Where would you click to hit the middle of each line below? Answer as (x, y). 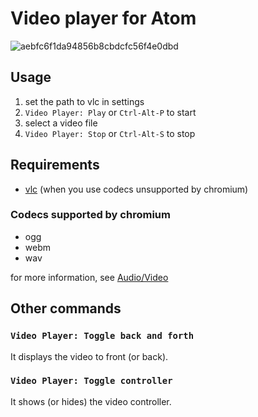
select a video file (61, 123)
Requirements (55, 165)
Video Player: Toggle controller (91, 381)
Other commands (66, 308)
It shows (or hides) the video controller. (91, 401)
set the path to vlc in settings (84, 101)
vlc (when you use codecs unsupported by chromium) (136, 189)
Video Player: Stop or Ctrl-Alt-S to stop (110, 133)
